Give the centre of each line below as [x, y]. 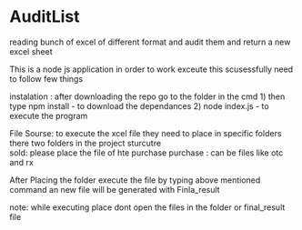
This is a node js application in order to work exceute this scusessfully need [151, 69]
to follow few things [46, 78]
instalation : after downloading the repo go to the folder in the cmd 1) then [147, 96]
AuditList [45, 17]
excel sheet [31, 51]
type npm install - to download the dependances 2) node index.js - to [140, 105]
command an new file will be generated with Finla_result [115, 189]
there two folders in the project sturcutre [86, 143]
